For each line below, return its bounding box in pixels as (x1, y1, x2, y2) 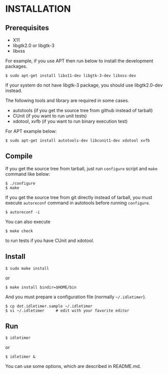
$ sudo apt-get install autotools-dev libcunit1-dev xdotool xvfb (5, 138, 150, 143)
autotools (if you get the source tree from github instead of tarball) (12, 107, 153, 113)
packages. (5, 63, 28, 69)
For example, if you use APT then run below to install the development (5, 58, 154, 64)
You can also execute (5, 218, 51, 225)
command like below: (5, 171, 50, 177)
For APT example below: (5, 128, 57, 134)
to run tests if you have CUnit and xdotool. (5, 237, 95, 244)
